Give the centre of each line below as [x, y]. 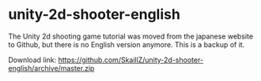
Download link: [32, 60]
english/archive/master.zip [51, 68]
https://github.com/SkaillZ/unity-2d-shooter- [131, 60]
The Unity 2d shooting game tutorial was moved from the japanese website [131, 36]
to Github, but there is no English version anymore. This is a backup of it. [127, 44]
